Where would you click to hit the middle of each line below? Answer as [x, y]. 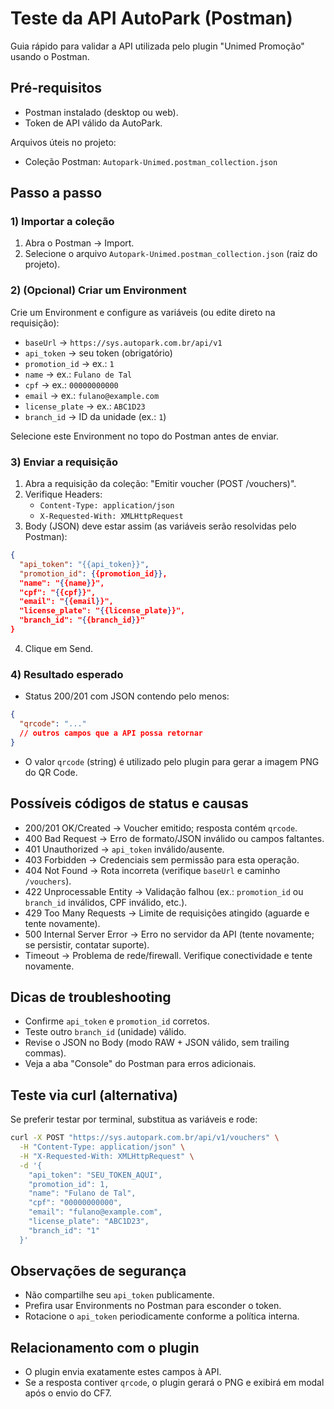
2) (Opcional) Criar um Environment [98, 290]
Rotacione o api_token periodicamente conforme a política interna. [162, 1316]
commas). [45, 1053]
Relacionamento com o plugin [105, 1347]
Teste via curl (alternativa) [94, 1095]
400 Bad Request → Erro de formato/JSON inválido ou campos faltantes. [174, 838]
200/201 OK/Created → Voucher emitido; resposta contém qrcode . [161, 828]
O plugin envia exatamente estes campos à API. [123, 1372]
